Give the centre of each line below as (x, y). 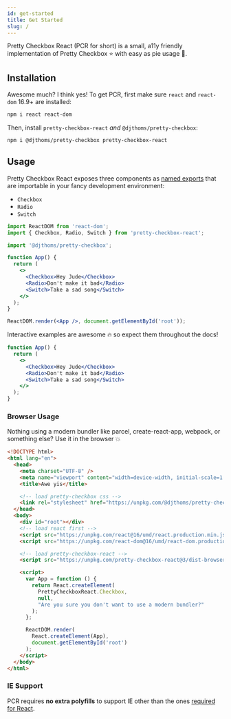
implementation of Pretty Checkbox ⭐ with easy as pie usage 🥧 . (97, 54)
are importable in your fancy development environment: (86, 185)
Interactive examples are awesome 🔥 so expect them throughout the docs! (113, 334)
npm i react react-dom (40, 114)
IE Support (25, 686)
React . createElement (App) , (70, 636)
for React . (21, 708)
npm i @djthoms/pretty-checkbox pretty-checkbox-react (87, 141)
